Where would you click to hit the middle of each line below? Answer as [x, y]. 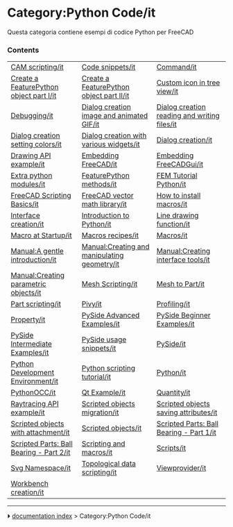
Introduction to [105, 215]
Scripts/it [171, 448]
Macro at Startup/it [41, 235]
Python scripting [109, 368]
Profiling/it [173, 304]
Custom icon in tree [188, 83]
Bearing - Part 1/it [186, 433]
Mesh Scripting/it [110, 284]
